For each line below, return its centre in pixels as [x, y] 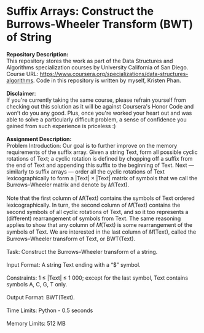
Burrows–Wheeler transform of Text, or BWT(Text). [71, 239]
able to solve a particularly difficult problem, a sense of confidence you [96, 119]
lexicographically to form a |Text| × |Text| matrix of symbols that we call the [102, 178]
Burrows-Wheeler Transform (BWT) [100, 24]
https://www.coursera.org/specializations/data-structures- [114, 74]
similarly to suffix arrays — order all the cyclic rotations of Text [85, 171]
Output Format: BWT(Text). [41, 297]
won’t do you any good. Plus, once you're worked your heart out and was [99, 113]
